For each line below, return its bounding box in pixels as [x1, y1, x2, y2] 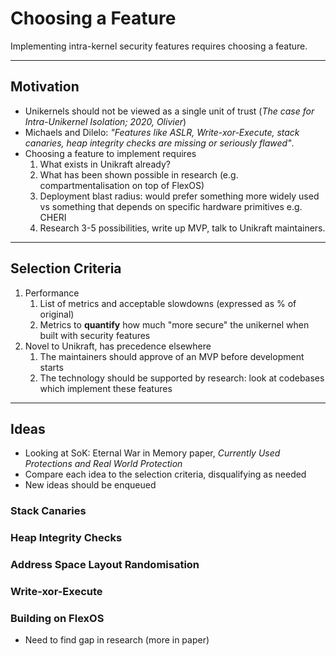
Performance [24, 287, 80, 299]
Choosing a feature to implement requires [24, 147, 197, 159]
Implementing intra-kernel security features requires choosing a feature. [10, 40, 308, 52]
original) [39, 308, 75, 320]
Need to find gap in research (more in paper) [24, 634, 210, 646]
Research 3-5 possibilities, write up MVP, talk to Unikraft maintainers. [39, 222, 326, 234]
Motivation [10, 78, 80, 96]
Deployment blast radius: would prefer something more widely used [39, 190, 320, 202]
